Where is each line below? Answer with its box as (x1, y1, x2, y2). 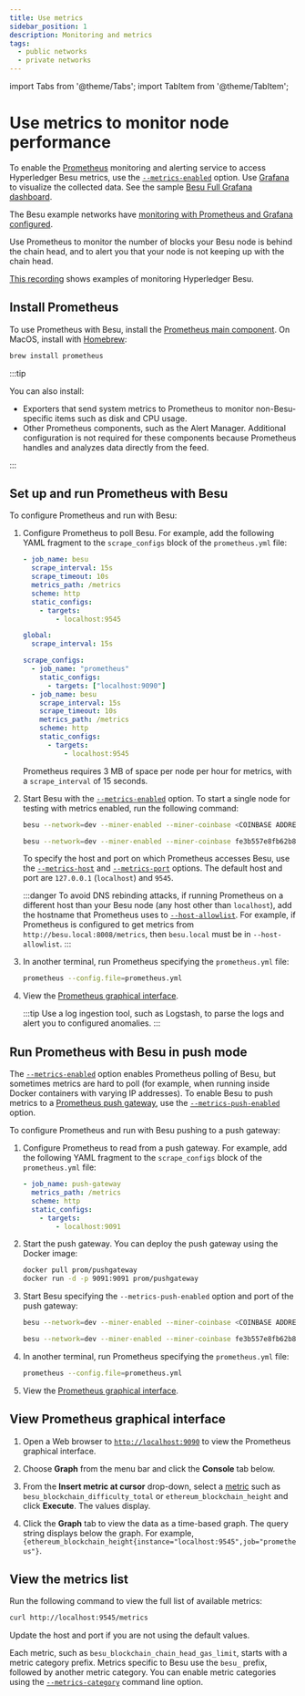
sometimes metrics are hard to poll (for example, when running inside (9, 1078, 270, 1090)
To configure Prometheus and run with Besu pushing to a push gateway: (9, 1125, 280, 1136)
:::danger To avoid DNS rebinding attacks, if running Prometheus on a (22, 890, 284, 901)
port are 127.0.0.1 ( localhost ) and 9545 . (22, 873, 175, 884)
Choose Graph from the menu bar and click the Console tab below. (22, 1463, 276, 1474)
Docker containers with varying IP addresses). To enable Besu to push (9, 1088, 273, 1099)
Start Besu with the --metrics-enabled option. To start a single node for (22, 792, 290, 803)
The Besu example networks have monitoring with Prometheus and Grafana (9, 209, 293, 220)
